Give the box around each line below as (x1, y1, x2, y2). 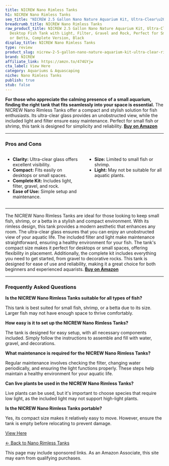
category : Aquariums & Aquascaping (5, 69, 80, 74)
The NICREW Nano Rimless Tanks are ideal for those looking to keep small (5, 212, 159, 218)
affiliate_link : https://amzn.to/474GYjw (5, 59, 94, 64)
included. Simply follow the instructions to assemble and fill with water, (5, 335, 152, 341)
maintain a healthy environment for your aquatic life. (5, 371, 113, 377)
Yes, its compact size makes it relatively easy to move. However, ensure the (5, 415, 162, 421)
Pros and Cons (5, 140, 42, 147)
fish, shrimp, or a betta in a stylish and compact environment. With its (5, 218, 149, 224)
